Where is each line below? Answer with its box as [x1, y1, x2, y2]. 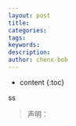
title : [8, 19, 30, 27]
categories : [8, 26, 47, 34]
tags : [8, 33, 26, 42]
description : [8, 48, 51, 56]
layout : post [8, 11, 51, 20]
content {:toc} [19, 77, 65, 87]
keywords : [8, 41, 41, 49]
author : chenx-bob [8, 56, 68, 64]
